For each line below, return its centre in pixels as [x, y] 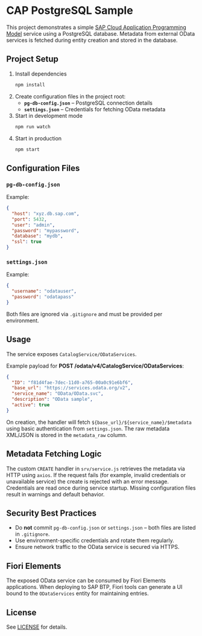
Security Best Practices [52, 513]
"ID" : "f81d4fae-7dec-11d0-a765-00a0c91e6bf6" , [73, 382]
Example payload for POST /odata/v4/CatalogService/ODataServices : [95, 366]
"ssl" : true [27, 242]
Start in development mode [49, 115]
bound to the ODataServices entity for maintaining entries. [77, 594]
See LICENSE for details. [37, 627]
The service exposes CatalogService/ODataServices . [71, 354]
